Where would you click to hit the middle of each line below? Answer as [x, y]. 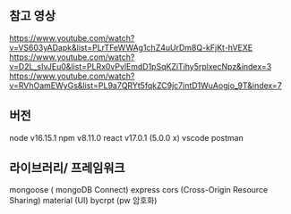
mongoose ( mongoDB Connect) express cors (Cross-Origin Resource [139, 190]
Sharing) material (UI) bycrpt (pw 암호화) [83, 201]
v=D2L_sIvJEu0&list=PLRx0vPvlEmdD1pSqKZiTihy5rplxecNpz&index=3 [141, 66]
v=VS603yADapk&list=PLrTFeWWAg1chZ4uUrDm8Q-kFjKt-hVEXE [131, 47]
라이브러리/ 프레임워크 [67, 168]
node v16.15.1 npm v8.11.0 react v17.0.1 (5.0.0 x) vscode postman [126, 137]
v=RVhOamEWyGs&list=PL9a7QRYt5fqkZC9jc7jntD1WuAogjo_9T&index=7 [145, 85]
